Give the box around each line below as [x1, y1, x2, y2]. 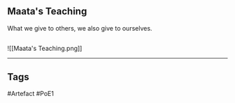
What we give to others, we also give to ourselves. [7, 24, 152, 32]
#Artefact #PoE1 [7, 90, 55, 98]
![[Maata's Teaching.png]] [7, 45, 83, 53]
